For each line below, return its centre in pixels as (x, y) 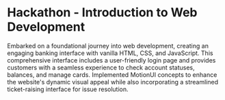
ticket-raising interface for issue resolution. (68, 89)
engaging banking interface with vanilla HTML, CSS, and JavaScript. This (110, 53)
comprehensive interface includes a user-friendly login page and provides (111, 60)
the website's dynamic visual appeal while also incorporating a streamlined (113, 82)
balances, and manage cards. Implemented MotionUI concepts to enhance (112, 74)
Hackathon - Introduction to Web (102, 13)
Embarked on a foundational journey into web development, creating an (108, 46)
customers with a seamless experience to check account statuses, (101, 67)
